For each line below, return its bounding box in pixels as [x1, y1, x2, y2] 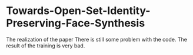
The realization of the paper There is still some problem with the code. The [6, 36, 187, 43]
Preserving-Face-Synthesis [6, 16, 145, 30]
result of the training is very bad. [6, 42, 85, 49]
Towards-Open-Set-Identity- [6, 4, 151, 18]
